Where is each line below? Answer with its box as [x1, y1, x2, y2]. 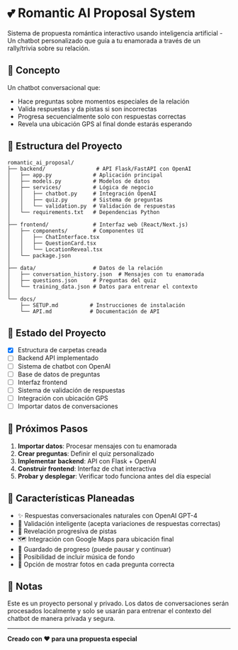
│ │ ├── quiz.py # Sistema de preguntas [7, 196, 163, 203]
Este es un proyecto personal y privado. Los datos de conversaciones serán [7, 599, 229, 607]
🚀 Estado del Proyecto [7, 327, 106, 339]
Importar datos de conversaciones [17, 402, 118, 410]
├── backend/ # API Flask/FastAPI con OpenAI [7, 165, 192, 172]
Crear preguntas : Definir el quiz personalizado [17, 449, 154, 458]
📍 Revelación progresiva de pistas [17, 527, 117, 535]
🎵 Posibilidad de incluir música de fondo [17, 552, 135, 561]
